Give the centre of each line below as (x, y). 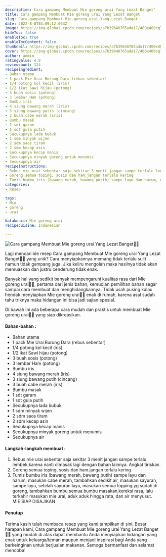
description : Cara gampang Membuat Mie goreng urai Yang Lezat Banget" (80, 10)
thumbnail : (16, 47)
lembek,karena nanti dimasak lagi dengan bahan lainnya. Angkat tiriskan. (86, 465)
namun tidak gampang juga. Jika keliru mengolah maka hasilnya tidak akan (81, 264)
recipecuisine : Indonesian (33, 226)
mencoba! (15, 550)
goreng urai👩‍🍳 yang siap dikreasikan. (43, 315)
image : (12, 28)
